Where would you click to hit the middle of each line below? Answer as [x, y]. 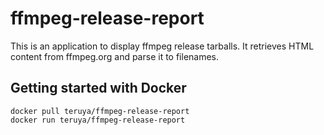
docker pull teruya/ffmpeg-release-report [100, 111]
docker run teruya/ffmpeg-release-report [98, 120]
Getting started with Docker [98, 88]
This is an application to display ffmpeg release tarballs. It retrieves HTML [162, 46]
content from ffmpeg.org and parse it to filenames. [115, 56]
